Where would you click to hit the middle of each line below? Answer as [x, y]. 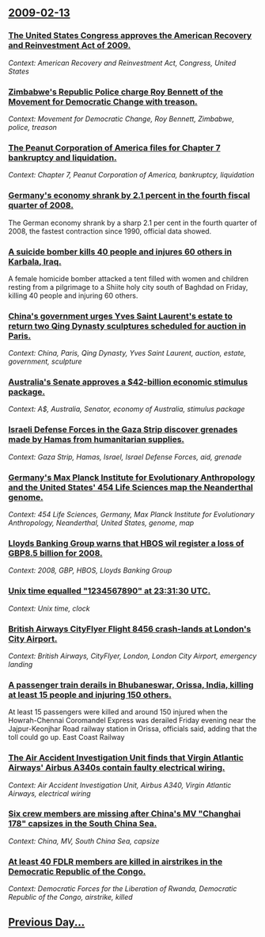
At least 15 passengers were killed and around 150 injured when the [118, 712]
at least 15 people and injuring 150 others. [90, 695]
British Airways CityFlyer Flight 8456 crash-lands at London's [130, 629]
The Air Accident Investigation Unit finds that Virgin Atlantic [126, 758]
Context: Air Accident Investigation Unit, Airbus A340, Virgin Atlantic [120, 785]
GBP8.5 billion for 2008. [55, 553]
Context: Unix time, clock [49, 608]
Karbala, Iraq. [35, 261]
